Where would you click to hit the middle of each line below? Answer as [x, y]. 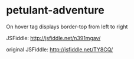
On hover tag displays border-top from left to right [67, 27]
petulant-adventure [55, 10]
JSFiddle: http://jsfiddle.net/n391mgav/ [53, 38]
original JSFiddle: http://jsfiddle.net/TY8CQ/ [60, 49]
